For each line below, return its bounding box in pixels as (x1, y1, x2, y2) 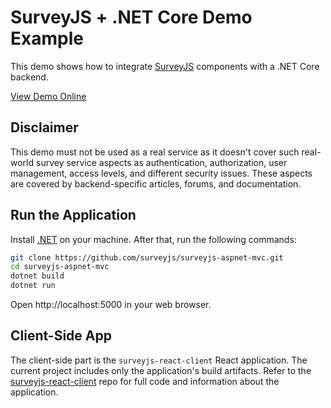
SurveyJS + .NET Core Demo (10, 6, 253, 29)
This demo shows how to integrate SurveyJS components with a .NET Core (10, 60, 320, 72)
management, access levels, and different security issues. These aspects (10, 167, 313, 179)
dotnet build (10, 271, 65, 281)
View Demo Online (10, 90, 87, 102)
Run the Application (10, 207, 137, 224)
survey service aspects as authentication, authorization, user (35, 156, 288, 168)
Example (10, 27, 84, 50)
